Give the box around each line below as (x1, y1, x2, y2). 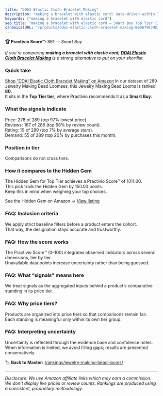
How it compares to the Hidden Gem (5, 167, 92, 174)
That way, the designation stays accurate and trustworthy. (5, 226, 121, 232)
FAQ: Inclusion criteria (5, 210, 59, 217)
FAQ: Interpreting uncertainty (5, 328, 76, 335)
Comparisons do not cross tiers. (5, 156, 69, 161)
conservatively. (5, 349, 35, 355)
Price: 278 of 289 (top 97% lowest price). (5, 117, 88, 123)
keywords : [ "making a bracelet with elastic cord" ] (5, 16, 112, 21)
